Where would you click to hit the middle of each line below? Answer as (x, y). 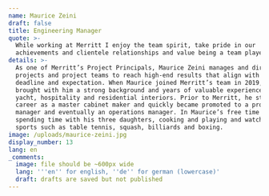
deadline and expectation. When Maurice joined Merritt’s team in (128, 82)
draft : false (30, 23)
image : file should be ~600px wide (75, 165)
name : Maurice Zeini (43, 16)
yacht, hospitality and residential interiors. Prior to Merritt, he (134, 98)
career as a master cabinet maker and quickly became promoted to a (132, 105)
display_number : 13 (41, 142)
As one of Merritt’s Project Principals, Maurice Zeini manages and (132, 68)
